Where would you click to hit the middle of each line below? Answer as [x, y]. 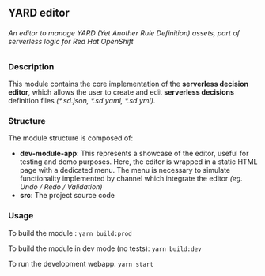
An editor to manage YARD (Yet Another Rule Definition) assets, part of [124, 33]
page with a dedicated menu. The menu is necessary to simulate [125, 170]
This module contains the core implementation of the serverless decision [129, 84]
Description [31, 66]
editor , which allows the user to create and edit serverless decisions [121, 92]
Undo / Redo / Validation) [61, 187]
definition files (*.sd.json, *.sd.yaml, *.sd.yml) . [82, 100]
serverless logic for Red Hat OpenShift [71, 41]
